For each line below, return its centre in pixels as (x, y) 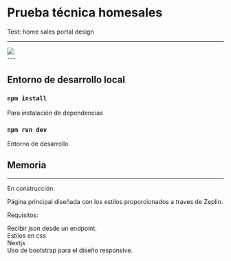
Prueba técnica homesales (85, 13)
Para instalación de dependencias (55, 113)
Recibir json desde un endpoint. (52, 228)
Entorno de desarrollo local (66, 80)
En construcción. (31, 188)
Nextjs (16, 242)
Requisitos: (23, 215)
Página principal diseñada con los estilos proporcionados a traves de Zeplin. (115, 201)
